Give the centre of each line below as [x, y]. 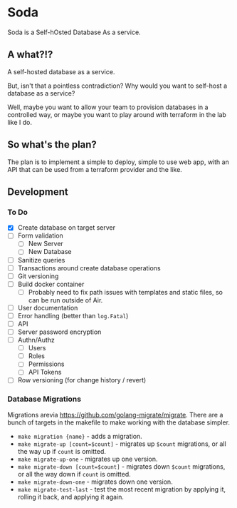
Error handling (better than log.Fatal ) [73, 315]
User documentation [48, 308]
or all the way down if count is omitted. [74, 474]
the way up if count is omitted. [62, 451]
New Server [46, 244]
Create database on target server [67, 228]
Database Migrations [44, 399]
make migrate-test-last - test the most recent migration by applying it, [122, 489]
